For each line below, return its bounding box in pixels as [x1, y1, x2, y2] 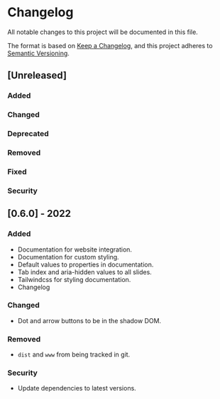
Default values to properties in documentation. [17, 260, 154, 269]
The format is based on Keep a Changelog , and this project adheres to [7, 41, 213, 50]
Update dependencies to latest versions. [17, 384, 136, 393]
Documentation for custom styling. [17, 252, 119, 261]
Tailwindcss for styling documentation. [17, 275, 131, 283]
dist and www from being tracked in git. [17, 350, 131, 359]
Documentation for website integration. [17, 245, 133, 254]
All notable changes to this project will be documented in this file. [7, 28, 199, 36]
